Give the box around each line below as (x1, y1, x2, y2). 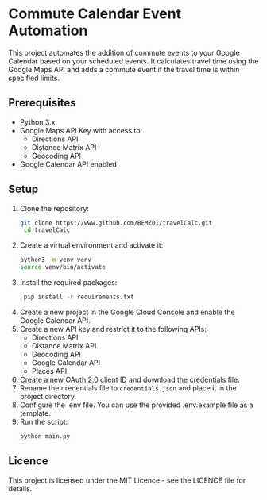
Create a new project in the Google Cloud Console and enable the (19, 307, 236, 317)
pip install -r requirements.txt (23, 293, 134, 302)
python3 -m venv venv (19, 256, 92, 264)
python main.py (19, 432, 71, 440)
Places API (31, 366, 68, 375)
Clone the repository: (19, 203, 90, 213)
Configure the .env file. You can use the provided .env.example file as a (19, 400, 253, 410)
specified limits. (8, 73, 60, 83)
